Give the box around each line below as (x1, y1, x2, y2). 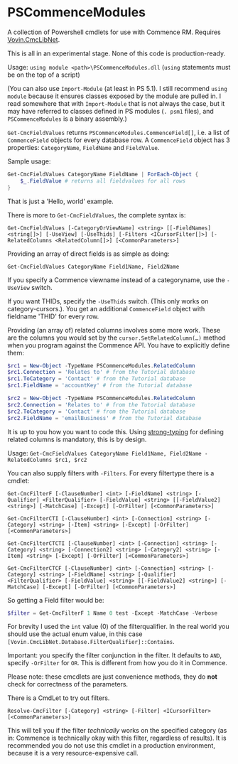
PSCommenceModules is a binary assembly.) (7, 114, 128, 123)
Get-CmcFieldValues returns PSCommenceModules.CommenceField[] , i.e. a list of (7, 128, 229, 136)
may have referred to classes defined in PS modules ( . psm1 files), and (7, 107, 215, 115)
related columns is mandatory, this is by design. (7, 435, 147, 443)
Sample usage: (7, 157, 51, 166)
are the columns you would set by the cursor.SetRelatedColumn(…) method (7, 333, 226, 342)
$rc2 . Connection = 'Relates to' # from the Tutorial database (7, 401, 195, 409)
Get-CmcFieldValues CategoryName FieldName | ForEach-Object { (7, 171, 199, 178)
